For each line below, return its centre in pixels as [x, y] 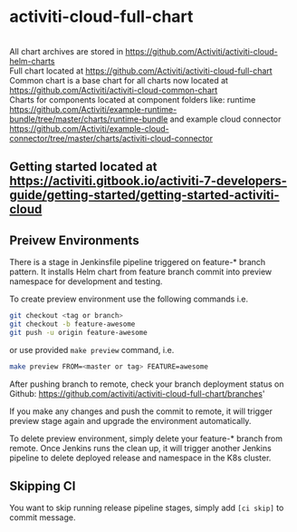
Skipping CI [43, 486]
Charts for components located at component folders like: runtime [133, 99]
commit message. [43, 517]
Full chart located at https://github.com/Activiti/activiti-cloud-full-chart [141, 71]
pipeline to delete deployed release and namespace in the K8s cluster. [140, 458]
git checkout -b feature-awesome [72, 324]
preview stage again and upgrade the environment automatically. [130, 420]
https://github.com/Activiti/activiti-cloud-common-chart [114, 90]
